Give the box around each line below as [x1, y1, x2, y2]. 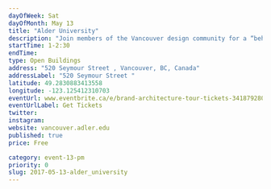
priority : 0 [8, 161, 48, 169]
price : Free [8, 138, 48, 147]
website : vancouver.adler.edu [8, 124, 110, 132]
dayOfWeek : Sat [8, 11, 60, 20]
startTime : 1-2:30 [8, 42, 70, 50]
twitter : [8, 109, 38, 117]
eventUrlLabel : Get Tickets [8, 101, 103, 109]
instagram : [8, 117, 45, 125]
